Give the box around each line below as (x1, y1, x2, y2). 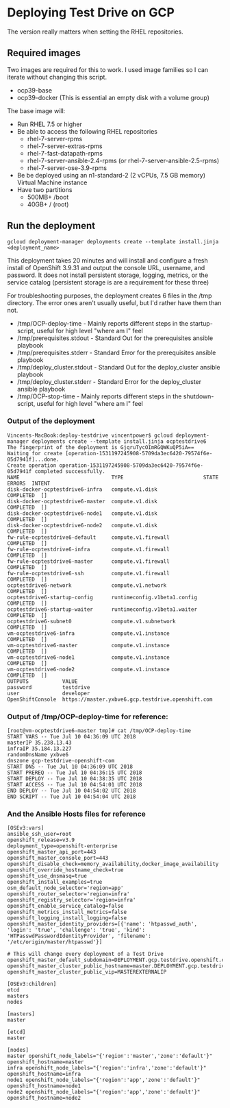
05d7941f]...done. (7, 456, 60, 463)
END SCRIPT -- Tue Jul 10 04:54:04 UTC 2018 (7, 793, 136, 800)
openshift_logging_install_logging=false (7, 915, 127, 922)
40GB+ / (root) (27, 200, 69, 208)
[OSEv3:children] (7, 980, 57, 988)
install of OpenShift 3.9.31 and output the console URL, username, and (7, 263, 205, 272)
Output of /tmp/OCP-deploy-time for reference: (7, 712, 169, 721)
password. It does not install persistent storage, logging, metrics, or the (7, 271, 209, 279)
